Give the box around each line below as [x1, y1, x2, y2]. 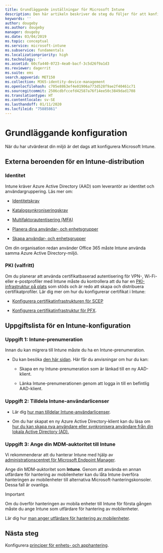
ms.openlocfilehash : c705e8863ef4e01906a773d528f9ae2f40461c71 [5, 84, 136, 89]
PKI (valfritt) [5, 262, 35, 269]
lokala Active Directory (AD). [12, 429, 69, 434]
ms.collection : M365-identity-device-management [5, 79, 105, 84]
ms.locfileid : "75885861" [5, 106, 57, 112]
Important [5, 491, 25, 497]
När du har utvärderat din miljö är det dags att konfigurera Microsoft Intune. [5, 143, 156, 149]
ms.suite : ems [5, 70, 34, 75]
